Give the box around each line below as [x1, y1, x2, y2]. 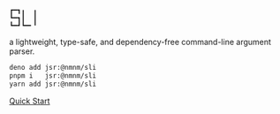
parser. [9, 46, 35, 57]
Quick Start [9, 95, 50, 106]
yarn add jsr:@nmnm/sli [9, 80, 97, 88]
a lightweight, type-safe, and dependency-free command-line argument [9, 37, 272, 47]
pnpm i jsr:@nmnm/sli [9, 71, 97, 80]
